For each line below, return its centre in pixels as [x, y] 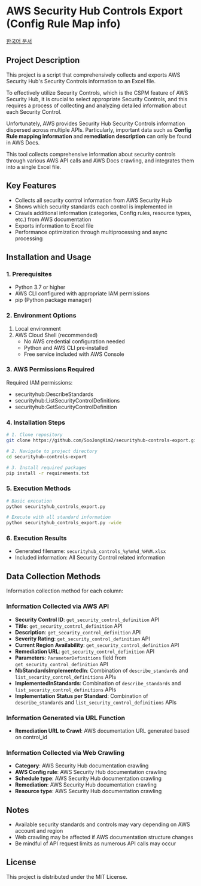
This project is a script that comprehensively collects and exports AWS [93, 75]
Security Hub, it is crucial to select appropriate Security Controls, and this [97, 99]
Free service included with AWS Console [74, 354]
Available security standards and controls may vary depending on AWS [102, 824]
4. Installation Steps [36, 422]
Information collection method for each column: [65, 591]
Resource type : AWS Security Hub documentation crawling [88, 791]
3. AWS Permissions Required [50, 370]
